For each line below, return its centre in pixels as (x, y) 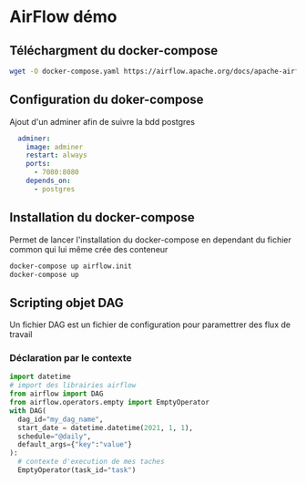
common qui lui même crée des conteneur (89, 249)
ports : (38, 164)
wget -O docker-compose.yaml (65, 71)
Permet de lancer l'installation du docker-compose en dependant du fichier (150, 240)
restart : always (57, 155)
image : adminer (55, 147)
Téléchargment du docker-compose (114, 51)
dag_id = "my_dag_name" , (61, 419)
